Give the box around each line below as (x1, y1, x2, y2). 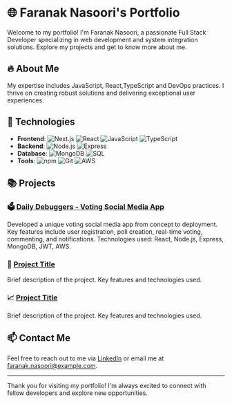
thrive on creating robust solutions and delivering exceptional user (7, 89, 195, 97)
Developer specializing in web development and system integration (7, 35, 198, 44)
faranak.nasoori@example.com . (7, 361, 98, 369)
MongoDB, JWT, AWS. (7, 242, 71, 250)
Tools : (17, 156, 36, 165)
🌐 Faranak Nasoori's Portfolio (7, 5, 180, 21)
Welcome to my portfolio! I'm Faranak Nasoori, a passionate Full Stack (7, 28, 206, 36)
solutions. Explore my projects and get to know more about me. (7, 43, 188, 51)
